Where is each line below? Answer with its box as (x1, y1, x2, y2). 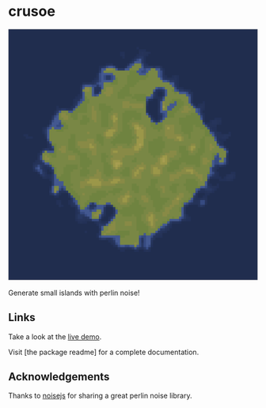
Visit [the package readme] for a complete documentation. (8, 347, 199, 357)
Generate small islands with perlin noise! (8, 288, 140, 297)
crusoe (8, 2, 55, 21)
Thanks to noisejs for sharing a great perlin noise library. (8, 391, 192, 401)
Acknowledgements (8, 370, 110, 383)
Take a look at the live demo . (8, 331, 102, 342)
